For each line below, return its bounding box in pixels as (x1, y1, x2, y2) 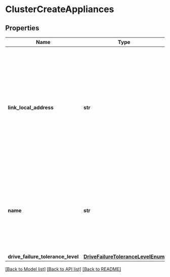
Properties (5, 24, 39, 32)
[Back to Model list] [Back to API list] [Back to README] (5, 266, 121, 272)
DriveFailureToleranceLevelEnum (83, 253, 165, 260)
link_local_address (8, 104, 54, 111)
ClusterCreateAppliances (5, 4, 114, 15)
